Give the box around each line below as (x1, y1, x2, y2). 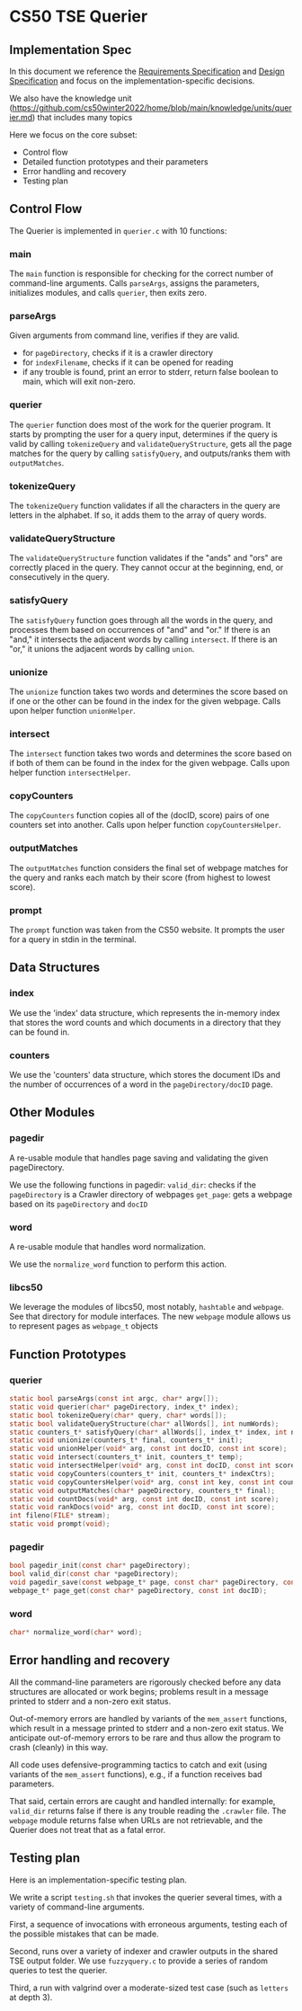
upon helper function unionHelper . (9, 705, 137, 716)
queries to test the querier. (9, 1964, 108, 1975)
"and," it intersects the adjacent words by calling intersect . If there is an (9, 634, 278, 645)
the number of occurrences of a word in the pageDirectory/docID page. (9, 1079, 273, 1090)
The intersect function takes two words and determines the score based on (9, 748, 292, 759)
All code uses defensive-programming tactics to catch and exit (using (9, 1759, 268, 1770)
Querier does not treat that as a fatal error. (9, 1824, 166, 1835)
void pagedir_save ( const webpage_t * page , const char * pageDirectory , (9, 1578, 280, 1588)
